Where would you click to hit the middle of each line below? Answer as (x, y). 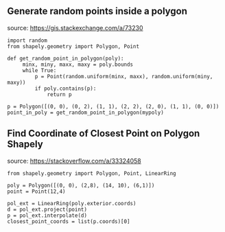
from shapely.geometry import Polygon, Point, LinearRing (92, 173)
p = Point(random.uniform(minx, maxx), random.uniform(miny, (124, 76)
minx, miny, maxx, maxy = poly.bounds (78, 65)
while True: (39, 70)
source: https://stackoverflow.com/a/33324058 (74, 161)
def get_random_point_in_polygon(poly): (66, 58)
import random (27, 40)
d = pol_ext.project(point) (47, 209)
